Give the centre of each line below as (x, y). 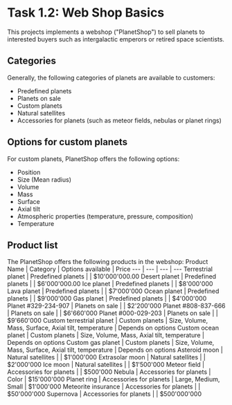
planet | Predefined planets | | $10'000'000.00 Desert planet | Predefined (112, 276)
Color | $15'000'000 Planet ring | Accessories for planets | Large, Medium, (114, 379)
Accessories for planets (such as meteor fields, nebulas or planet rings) (119, 120)
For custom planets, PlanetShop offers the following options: (93, 159)
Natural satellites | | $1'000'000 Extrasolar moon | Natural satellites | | (106, 357)
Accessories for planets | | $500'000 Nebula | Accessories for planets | (109, 372)
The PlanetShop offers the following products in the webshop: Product (108, 262)
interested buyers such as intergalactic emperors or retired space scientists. (116, 39)
